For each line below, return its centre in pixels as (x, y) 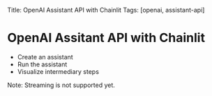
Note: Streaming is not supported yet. (61, 85)
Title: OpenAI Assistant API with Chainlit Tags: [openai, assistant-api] (106, 10)
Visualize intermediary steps (58, 71)
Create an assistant (45, 57)
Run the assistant (42, 64)
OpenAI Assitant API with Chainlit (106, 38)
